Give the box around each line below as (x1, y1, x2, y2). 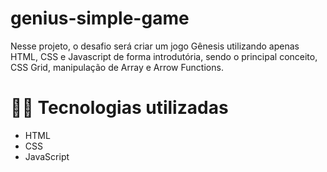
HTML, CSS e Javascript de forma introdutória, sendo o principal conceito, (10, 50, 318, 62)
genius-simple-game (10, 7, 190, 30)
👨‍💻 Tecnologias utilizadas (10, 97, 229, 119)
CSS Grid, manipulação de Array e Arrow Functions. (10, 61, 224, 73)
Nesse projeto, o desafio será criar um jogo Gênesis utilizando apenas (10, 40, 300, 52)
